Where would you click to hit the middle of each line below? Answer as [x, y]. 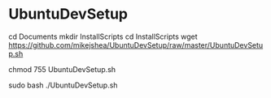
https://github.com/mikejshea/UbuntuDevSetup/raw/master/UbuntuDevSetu [136, 45]
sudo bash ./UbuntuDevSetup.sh [63, 85]
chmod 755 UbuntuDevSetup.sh [62, 69]
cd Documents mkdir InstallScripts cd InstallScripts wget [103, 36]
